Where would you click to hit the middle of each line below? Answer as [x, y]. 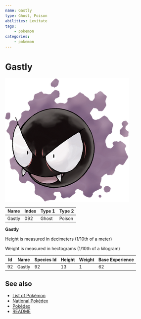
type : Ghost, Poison [26, 16]
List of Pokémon [29, 296]
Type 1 [48, 211]
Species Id [46, 260]
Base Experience [116, 260]
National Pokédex [30, 301]
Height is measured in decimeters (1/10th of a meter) [59, 239]
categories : [17, 37]
